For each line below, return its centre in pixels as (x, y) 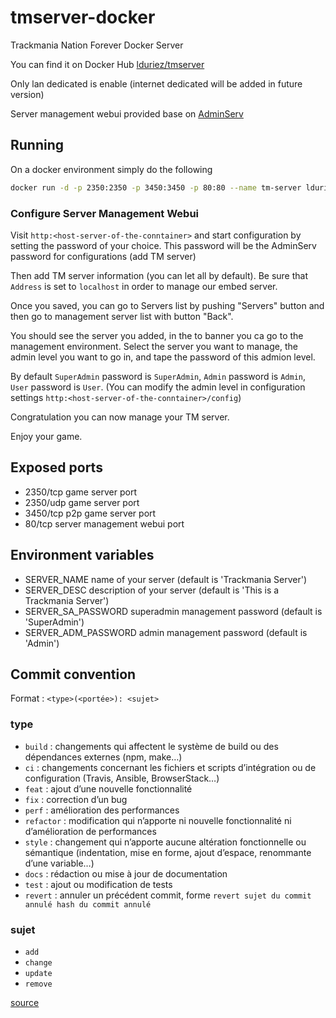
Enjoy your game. (46, 436)
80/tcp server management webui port (104, 523)
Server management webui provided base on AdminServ (127, 113)
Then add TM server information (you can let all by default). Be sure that (159, 275)
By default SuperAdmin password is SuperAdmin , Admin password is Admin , (158, 376)
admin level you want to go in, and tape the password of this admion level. (163, 357)
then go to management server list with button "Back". (122, 316)
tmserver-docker (83, 17)
